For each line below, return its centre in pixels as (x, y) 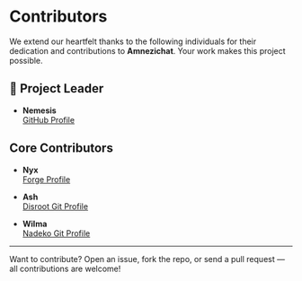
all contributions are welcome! (65, 268)
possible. (26, 60)
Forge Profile (46, 179)
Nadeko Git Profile (56, 233)
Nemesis (39, 110)
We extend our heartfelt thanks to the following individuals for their (133, 41)
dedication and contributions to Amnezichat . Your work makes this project (147, 50)
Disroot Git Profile (55, 206)
